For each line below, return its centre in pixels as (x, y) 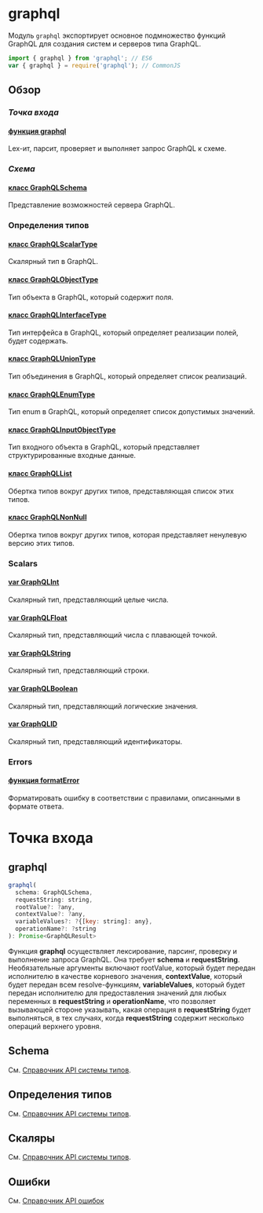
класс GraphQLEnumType (52, 394)
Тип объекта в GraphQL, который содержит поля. (91, 297)
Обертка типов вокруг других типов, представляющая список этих (121, 491)
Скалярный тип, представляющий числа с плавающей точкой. (113, 635)
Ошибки (29, 1182)
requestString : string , (54, 900)
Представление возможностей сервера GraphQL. (91, 205)
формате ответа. (36, 806)
